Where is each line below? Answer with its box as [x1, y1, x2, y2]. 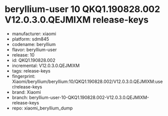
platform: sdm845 [12, 36, 49, 42]
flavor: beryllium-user [12, 46, 57, 52]
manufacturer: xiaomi [12, 30, 56, 36]
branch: [12, 94, 29, 100]
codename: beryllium [12, 41, 56, 47]
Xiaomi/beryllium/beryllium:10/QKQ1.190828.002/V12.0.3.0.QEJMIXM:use [12, 78, 163, 84]
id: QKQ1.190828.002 [12, 57, 56, 63]
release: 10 [12, 51, 35, 58]
